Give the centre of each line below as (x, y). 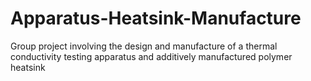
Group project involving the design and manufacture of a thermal (144, 46)
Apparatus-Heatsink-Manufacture (156, 18)
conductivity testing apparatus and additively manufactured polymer (151, 56)
